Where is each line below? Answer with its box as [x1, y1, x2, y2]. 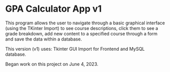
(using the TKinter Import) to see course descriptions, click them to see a [5, 25, 158, 31]
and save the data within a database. [5, 36, 82, 42]
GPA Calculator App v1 [5, 3, 102, 15]
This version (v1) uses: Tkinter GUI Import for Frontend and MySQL [5, 46, 145, 52]
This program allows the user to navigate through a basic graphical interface [5, 20, 165, 26]
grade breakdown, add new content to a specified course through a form [5, 30, 158, 37]
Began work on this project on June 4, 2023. [5, 61, 99, 67]
